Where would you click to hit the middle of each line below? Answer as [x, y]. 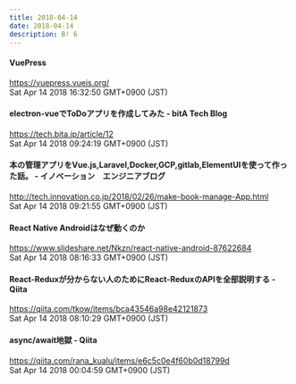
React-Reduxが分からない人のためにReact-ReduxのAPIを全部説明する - [142, 279]
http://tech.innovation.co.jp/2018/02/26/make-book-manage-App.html [139, 196]
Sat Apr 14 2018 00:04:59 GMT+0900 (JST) [90, 370]
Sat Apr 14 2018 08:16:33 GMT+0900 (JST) [89, 258]
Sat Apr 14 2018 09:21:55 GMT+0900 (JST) [89, 205]
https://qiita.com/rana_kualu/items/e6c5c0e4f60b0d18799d [119, 360]
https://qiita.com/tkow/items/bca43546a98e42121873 [109, 309]
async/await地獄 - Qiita [53, 339]
